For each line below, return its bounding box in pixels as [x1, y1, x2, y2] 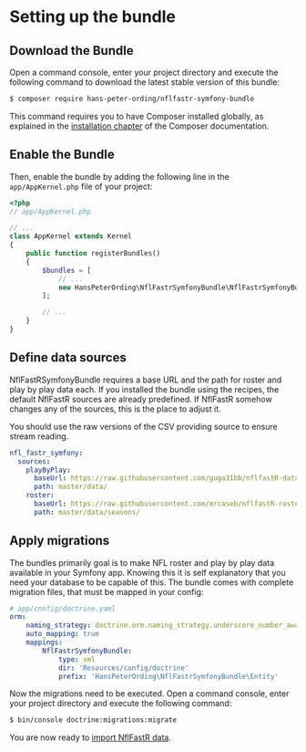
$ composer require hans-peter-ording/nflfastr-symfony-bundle [9, 94, 255, 103]
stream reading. [9, 431, 69, 442]
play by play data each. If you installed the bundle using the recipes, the [9, 383, 280, 394]
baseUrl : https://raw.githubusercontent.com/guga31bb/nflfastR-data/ [33, 474, 303, 483]
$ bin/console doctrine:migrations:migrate [9, 715, 178, 725]
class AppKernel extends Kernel [9, 232, 132, 241]
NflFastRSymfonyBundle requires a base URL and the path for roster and [9, 374, 282, 385]
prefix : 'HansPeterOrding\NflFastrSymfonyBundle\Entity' [57, 672, 280, 681]
